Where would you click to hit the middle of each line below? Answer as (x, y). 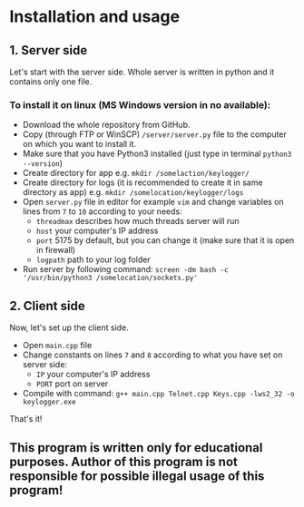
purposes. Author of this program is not (124, 461)
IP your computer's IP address (93, 375)
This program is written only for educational (136, 448)
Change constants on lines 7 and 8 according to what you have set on (152, 355)
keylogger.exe (49, 402)
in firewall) (55, 250)
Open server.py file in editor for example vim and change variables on (153, 202)
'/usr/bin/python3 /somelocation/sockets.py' (110, 278)
